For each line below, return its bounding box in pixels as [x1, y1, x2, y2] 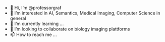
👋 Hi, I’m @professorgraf [10, 5, 62, 10]
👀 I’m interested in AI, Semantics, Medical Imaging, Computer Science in [10, 10, 160, 16]
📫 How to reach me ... [10, 31, 57, 37]
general [10, 15, 26, 21]
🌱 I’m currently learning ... [10, 20, 64, 26]
